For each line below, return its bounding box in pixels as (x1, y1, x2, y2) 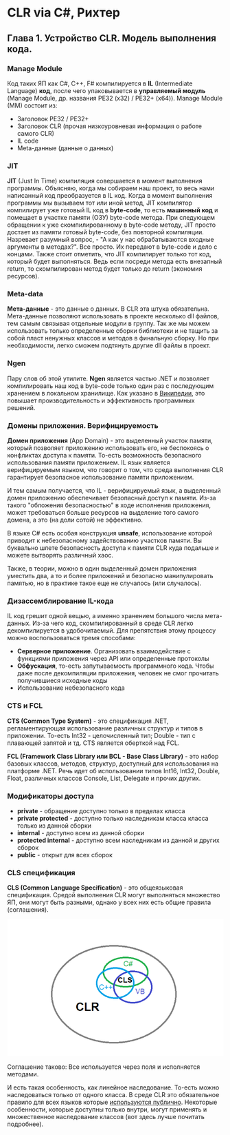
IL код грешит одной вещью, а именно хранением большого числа (7, 612, 204, 620)
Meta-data (7, 289, 43, 299)
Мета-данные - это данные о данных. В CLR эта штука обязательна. (7, 305, 209, 313)
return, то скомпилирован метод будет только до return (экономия (7, 265, 203, 273)
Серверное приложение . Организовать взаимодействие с (16, 647, 191, 655)
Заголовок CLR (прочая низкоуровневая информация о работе (16, 122, 203, 130)
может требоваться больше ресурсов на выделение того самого (7, 509, 199, 517)
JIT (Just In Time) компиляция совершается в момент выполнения (7, 177, 203, 185)
